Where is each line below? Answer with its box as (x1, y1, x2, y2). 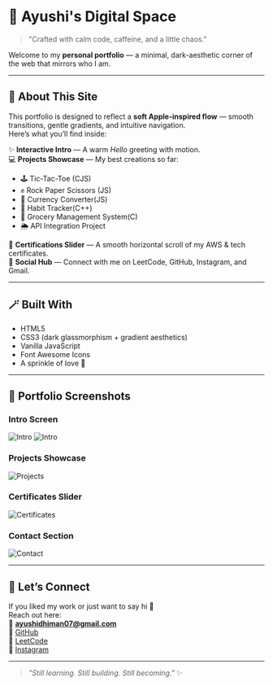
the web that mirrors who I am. (8, 59, 111, 68)
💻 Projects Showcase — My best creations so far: (8, 154, 179, 164)
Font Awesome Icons (19, 349, 91, 359)
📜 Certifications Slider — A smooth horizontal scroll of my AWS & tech (8, 239, 246, 249)
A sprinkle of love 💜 (19, 358, 86, 368)
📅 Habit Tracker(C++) (19, 203, 93, 212)
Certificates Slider (8, 492, 83, 503)
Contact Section (8, 530, 75, 541)
